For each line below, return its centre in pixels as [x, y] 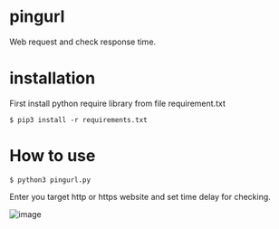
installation [53, 78]
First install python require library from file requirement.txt [118, 103]
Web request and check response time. [83, 42]
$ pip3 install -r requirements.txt [78, 119]
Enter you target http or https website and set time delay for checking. [140, 196]
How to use [53, 156]
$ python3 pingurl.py [50, 180]
